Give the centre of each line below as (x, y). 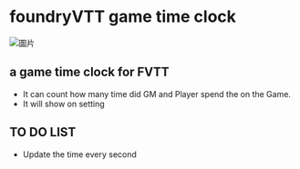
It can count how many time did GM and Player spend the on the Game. (157, 94)
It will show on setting (63, 104)
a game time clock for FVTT (90, 72)
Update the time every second (79, 154)
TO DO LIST (43, 132)
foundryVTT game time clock (123, 17)
